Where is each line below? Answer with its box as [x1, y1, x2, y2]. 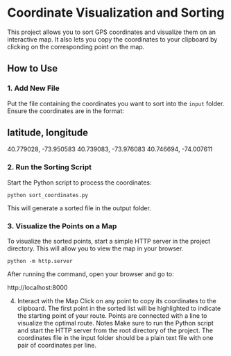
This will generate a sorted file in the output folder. [7, 203, 151, 212]
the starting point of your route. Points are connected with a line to [17, 312, 207, 320]
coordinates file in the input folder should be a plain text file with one [17, 334, 214, 342]
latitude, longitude [7, 127, 89, 139]
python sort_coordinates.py [7, 192, 89, 198]
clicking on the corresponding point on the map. [7, 42, 145, 51]
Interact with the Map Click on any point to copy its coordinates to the [17, 297, 216, 305]
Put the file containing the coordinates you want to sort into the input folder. [7, 99, 225, 108]
